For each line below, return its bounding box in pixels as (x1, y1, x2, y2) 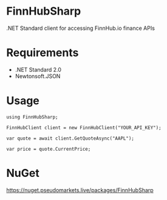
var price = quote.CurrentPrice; (6, 146, 91, 152)
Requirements (6, 46, 79, 60)
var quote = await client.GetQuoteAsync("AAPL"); (6, 135, 135, 141)
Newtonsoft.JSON (15, 72, 61, 80)
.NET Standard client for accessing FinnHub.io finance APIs (6, 24, 155, 32)
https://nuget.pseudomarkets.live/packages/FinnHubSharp (6, 186, 154, 193)
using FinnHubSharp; (6, 114, 59, 120)
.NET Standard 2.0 (15, 66, 62, 73)
